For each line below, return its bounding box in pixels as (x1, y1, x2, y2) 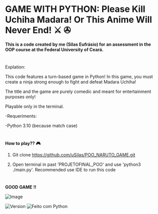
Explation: (5, 64, 26, 70)
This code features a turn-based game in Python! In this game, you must (5, 73, 153, 79)
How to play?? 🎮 (5, 141, 41, 146)
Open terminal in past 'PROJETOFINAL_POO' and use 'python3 (12, 161, 141, 167)
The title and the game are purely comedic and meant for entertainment (5, 88, 152, 94)
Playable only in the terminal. (5, 103, 64, 109)
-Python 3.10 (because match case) (5, 123, 78, 129)
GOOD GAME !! (5, 184, 37, 190)
